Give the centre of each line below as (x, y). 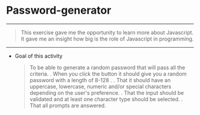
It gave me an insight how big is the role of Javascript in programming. (107, 39)
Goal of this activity (38, 56)
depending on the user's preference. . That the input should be (107, 92)
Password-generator (59, 10)
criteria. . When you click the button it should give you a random (108, 74)
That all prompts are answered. (68, 105)
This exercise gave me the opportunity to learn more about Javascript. (107, 32)
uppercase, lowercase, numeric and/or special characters (100, 86)
